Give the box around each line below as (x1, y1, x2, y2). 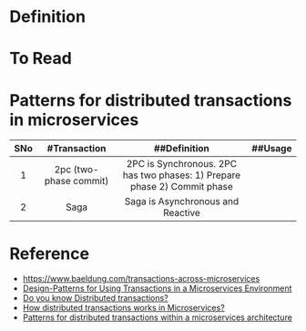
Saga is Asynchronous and (124, 195, 240, 208)
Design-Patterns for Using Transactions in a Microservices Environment (22, 283, 292, 294)
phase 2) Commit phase (130, 181, 234, 193)
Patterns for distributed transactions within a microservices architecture (22, 312, 293, 323)
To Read (9, 48, 73, 69)
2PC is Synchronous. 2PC (126, 158, 238, 171)
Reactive (162, 207, 200, 220)
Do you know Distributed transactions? (22, 293, 168, 304)
